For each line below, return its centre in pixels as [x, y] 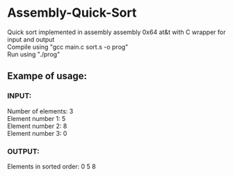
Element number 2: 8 [37, 126]
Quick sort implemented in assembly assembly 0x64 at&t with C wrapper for [116, 32]
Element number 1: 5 [37, 118]
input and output [31, 39]
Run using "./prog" [34, 54]
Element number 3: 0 [37, 133]
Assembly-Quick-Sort [72, 13]
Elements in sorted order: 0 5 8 [51, 166]
